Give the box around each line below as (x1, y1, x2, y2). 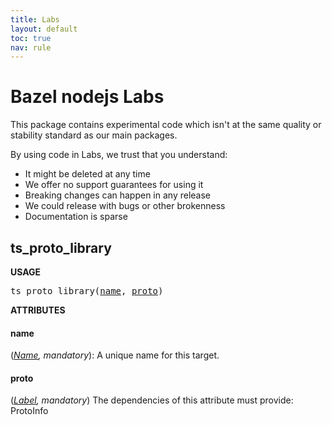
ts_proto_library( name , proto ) (10, 286, 164, 296)
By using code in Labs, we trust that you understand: (10, 149, 228, 161)
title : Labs (10, 14, 60, 25)
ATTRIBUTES (10, 304, 66, 316)
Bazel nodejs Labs (10, 86, 165, 108)
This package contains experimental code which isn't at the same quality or (10, 119, 322, 131)
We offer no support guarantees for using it (24, 179, 204, 191)
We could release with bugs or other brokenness (24, 200, 226, 212)
